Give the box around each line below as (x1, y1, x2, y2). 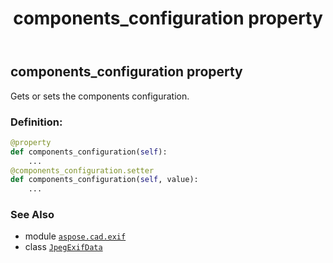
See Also (10, 208, 55, 222)
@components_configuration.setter (10, 165, 155, 176)
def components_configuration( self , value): (10, 175, 199, 185)
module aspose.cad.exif (24, 230, 127, 242)
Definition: (10, 115, 63, 129)
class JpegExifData (24, 241, 103, 253)
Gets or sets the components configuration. (10, 90, 190, 102)
